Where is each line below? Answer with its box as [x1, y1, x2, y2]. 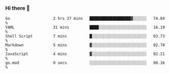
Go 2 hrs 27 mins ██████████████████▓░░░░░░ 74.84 [5, 16, 165, 21]
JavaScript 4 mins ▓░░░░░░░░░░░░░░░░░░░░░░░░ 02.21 [5, 52, 165, 57]
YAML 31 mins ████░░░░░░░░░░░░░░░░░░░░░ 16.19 [5, 25, 165, 30]
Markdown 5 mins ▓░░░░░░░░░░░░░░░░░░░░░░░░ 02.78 [5, 43, 165, 48]
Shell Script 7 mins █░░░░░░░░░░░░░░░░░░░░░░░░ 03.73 [5, 34, 165, 39]
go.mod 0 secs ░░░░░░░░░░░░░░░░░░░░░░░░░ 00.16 [5, 60, 165, 65]
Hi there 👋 [5, 5, 31, 12]
